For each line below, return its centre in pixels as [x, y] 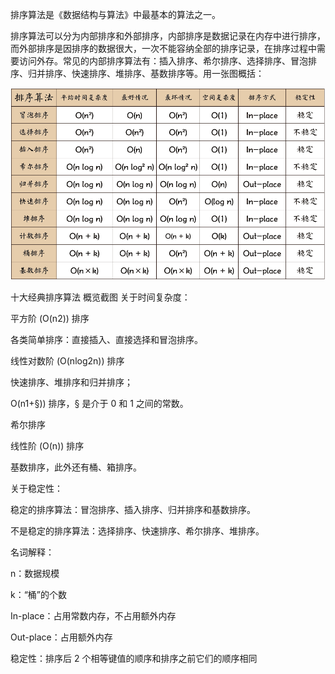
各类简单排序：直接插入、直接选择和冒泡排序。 [106, 339]
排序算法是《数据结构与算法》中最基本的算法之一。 [115, 14]
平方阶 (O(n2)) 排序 [50, 318]
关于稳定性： [36, 488]
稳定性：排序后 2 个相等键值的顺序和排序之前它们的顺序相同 [134, 658]
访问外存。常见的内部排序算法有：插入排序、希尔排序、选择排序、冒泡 [163, 61]
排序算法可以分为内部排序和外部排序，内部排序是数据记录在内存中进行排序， [168, 36]
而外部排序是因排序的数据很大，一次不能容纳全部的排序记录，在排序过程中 [163, 48]
